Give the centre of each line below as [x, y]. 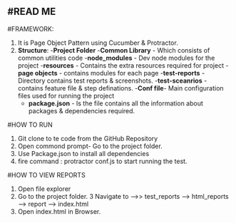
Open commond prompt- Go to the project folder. [90, 146]
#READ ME [32, 12]
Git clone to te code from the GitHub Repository [88, 138]
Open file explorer [44, 189]
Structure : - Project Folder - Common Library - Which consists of [114, 50]
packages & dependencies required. [82, 110]
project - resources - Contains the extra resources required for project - [123, 65]
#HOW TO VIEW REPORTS [46, 175]
